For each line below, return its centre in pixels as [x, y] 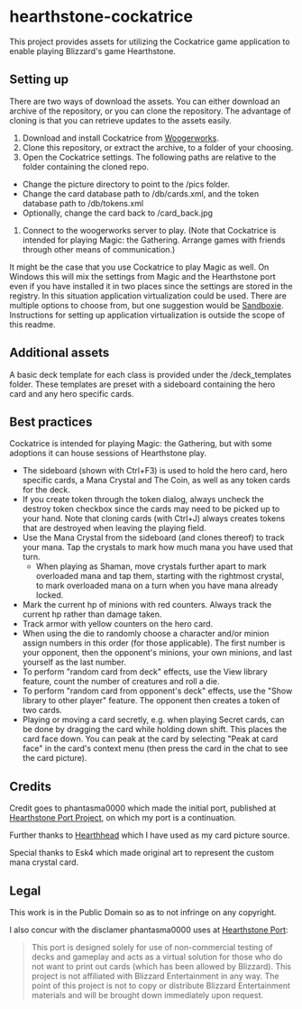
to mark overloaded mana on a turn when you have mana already [157, 586]
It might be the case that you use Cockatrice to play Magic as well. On [139, 267]
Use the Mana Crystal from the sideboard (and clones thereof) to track [154, 537]
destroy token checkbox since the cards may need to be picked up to [151, 509]
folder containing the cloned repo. [86, 166]
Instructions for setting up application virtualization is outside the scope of [147, 315]
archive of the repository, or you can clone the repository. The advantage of [150, 111]
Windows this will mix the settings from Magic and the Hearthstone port [142, 276]
